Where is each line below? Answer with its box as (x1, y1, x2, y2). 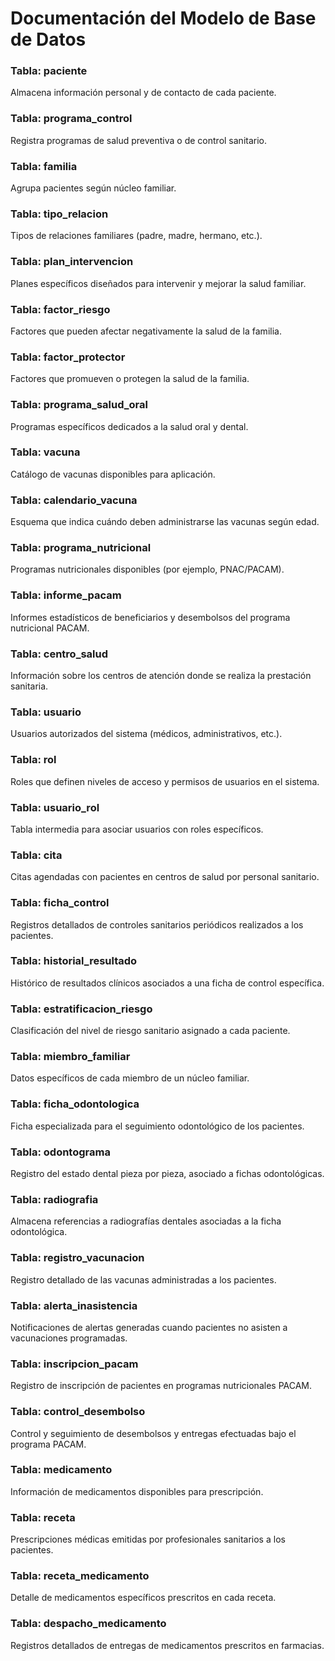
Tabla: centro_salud (10, 647, 109, 661)
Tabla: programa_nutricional (10, 541, 152, 555)
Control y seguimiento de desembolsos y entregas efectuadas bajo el (10, 1427, 297, 1439)
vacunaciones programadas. (10, 1332, 128, 1344)
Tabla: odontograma (10, 1145, 111, 1159)
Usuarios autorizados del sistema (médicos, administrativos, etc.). (10, 728, 283, 740)
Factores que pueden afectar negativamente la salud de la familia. (10, 325, 282, 337)
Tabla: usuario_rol (10, 800, 100, 814)
